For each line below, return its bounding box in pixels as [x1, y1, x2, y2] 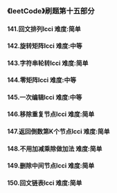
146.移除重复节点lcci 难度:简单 [7, 110, 95, 118]
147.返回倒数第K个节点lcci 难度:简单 [7, 127, 110, 136]
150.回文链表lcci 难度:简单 [7, 178, 82, 187]
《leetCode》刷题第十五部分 [7, 6, 95, 15]
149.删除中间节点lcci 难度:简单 [7, 161, 95, 170]
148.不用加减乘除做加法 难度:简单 [7, 144, 102, 153]
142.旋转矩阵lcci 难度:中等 [7, 42, 83, 50]
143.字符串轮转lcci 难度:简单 [7, 59, 89, 67]
